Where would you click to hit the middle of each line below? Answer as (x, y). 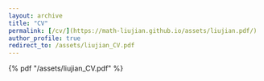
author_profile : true (45, 38)
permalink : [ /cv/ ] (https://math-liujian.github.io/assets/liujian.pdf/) (133, 30)
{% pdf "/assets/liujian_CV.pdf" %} (66, 68)
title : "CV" (28, 23)
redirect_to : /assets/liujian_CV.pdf (72, 46)
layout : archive (35, 16)
